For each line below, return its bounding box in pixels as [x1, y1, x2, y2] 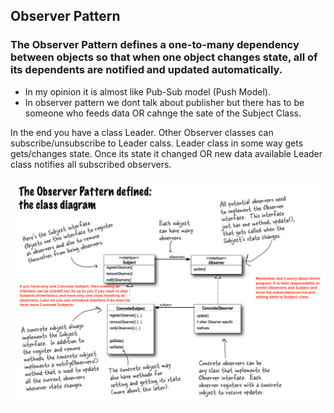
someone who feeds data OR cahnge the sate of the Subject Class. [24, 107, 302, 119]
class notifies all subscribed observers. [10, 158, 172, 170]
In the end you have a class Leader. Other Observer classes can [10, 126, 274, 138]
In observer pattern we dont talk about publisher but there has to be [24, 96, 305, 108]
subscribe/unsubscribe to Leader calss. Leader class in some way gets [10, 137, 304, 149]
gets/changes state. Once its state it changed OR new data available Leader [10, 147, 323, 159]
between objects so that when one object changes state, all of [10, 50, 318, 64]
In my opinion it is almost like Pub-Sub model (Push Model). [24, 85, 271, 98]
